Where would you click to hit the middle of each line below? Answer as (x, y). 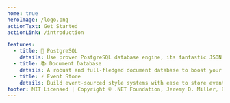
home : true (23, 13)
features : (21, 45)
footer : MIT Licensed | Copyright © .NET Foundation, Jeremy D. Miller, (113, 89)
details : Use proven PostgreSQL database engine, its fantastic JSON (121, 58)
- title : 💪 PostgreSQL (46, 51)
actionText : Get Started (42, 26)
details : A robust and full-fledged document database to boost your (121, 70)
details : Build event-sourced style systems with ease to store (113, 83)
